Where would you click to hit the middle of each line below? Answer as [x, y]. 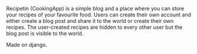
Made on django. [27, 45]
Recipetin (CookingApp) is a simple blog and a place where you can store [95, 9]
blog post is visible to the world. [45, 33]
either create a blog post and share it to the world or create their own [90, 21]
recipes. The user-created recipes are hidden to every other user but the [94, 27]
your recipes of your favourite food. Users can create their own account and [99, 15]
